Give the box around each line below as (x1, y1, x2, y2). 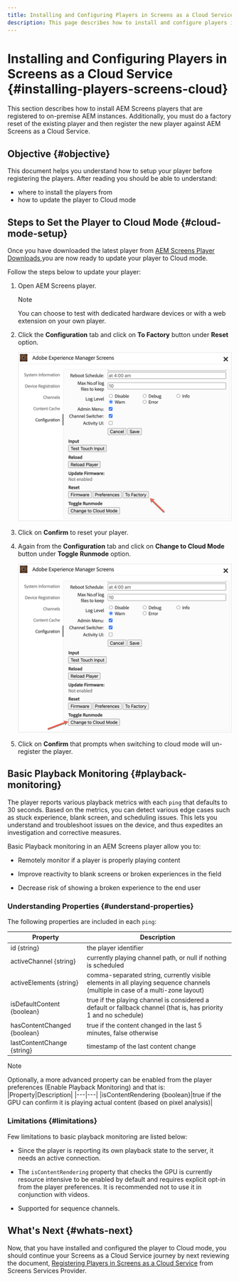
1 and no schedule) (86, 1011, 144, 1020)
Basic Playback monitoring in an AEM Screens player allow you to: (7, 841, 201, 851)
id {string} (10, 943, 40, 952)
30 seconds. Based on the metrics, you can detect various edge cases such (7, 805, 230, 814)
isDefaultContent (10, 1000, 60, 1008)
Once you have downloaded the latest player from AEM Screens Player (7, 247, 216, 255)
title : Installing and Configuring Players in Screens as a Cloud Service (7, 11, 234, 19)
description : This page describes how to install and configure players (7, 19, 228, 26)
